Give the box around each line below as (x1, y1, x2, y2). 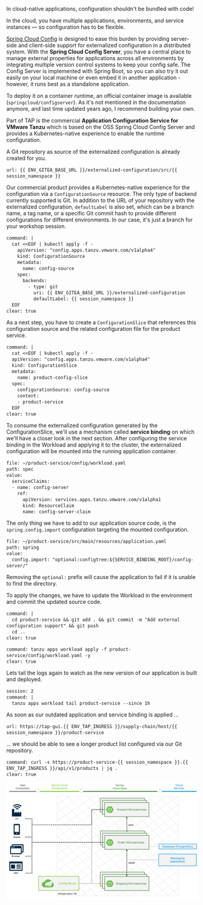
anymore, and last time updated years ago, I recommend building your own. (6, 105, 195, 112)
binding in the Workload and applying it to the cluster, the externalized (6, 441, 182, 448)
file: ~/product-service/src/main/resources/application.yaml (6, 538, 167, 544)
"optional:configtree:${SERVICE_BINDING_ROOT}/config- (52, 557, 194, 563)
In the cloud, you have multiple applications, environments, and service (6, 17, 184, 24)
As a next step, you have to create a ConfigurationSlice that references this (6, 319, 196, 326)
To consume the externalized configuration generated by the (6, 422, 158, 429)
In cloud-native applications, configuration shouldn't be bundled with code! (6, 5, 194, 12)
